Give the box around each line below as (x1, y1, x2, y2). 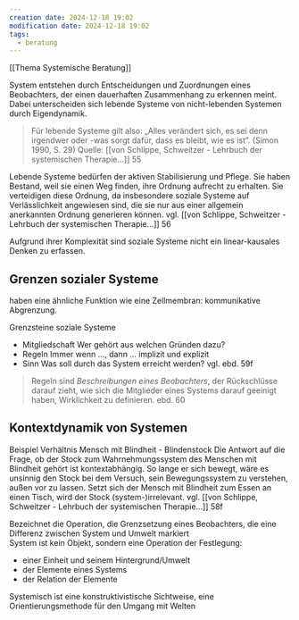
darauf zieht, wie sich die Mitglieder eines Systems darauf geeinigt (30, 385, 277, 396)
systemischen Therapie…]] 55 (30, 154, 142, 165)
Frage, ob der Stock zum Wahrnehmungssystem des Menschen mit (9, 453, 257, 465)
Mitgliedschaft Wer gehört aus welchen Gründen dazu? (21, 339, 226, 350)
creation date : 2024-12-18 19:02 (9, 13, 134, 22)
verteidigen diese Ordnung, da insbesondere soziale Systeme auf (9, 190, 250, 201)
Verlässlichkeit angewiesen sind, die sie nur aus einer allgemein (9, 200, 244, 211)
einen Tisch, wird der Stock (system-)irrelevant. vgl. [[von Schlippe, (9, 491, 259, 502)
